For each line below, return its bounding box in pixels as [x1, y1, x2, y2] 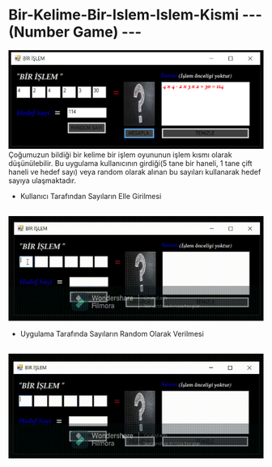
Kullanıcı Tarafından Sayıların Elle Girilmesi [19, 191, 162, 201]
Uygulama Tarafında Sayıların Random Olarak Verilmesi [19, 329, 204, 339]
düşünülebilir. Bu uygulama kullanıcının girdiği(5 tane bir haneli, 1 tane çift [8, 158, 253, 168]
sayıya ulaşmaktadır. [8, 176, 77, 185]
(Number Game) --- [8, 23, 142, 41]
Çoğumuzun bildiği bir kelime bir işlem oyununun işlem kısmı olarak [8, 150, 232, 159]
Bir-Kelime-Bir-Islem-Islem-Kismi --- [8, 6, 262, 24]
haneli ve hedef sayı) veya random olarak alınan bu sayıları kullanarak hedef [8, 167, 261, 176]
